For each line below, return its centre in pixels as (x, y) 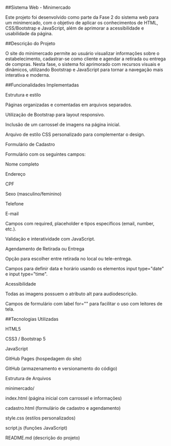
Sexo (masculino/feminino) (33, 194)
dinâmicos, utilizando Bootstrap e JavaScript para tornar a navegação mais (84, 69)
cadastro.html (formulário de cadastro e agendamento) (63, 408)
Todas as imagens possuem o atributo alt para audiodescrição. (71, 294)
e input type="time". (26, 274)
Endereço (16, 174)
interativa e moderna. (28, 75)
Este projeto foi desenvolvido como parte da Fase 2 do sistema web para (82, 17)
